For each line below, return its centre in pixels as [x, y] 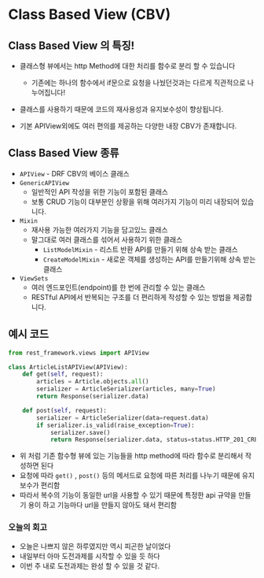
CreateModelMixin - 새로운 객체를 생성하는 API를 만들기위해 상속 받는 [149, 259]
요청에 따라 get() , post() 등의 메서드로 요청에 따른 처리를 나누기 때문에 [130, 476]
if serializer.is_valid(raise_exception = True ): [115, 425]
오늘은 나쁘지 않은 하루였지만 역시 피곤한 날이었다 [95, 546]
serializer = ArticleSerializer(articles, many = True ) [126, 389]
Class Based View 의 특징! [71, 45]
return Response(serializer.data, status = [121, 440]
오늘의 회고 [28, 528]
